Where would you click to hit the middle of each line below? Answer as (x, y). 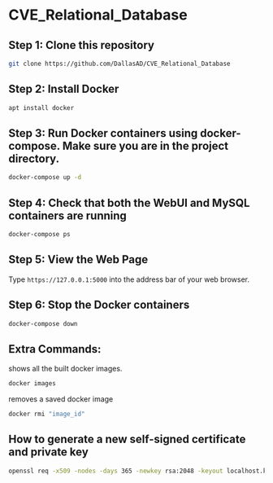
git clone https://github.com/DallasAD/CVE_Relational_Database (119, 64)
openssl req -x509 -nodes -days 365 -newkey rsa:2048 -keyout (116, 471)
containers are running (68, 215)
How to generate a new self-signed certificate (127, 439)
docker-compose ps (39, 235)
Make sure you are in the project (145, 145)
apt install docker (41, 108)
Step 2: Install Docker (64, 89)
